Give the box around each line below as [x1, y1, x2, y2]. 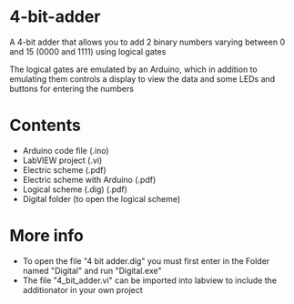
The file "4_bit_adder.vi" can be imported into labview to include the [22, 275, 278, 286]
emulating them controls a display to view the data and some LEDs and [9, 73, 276, 84]
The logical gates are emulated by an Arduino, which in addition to [9, 64, 258, 75]
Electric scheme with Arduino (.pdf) [22, 174, 157, 185]
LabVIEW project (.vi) [22, 155, 103, 166]
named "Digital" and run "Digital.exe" [22, 265, 162, 276]
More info [9, 226, 85, 247]
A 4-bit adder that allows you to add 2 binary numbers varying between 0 [9, 36, 285, 47]
